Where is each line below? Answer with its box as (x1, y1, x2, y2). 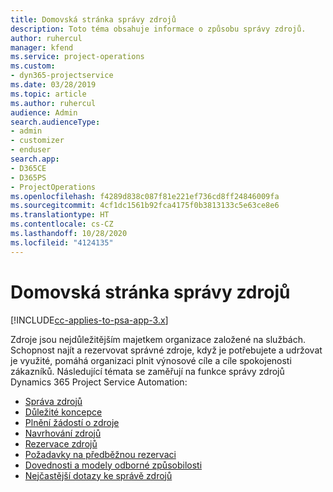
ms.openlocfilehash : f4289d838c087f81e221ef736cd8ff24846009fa (10, 191, 280, 201)
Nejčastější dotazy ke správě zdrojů (24, 469, 173, 481)
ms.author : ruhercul (10, 98, 97, 108)
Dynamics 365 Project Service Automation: (10, 376, 188, 388)
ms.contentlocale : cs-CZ (10, 219, 114, 230)
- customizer (10, 136, 65, 146)
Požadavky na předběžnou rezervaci (24, 448, 177, 460)
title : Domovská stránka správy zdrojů (10, 14, 177, 25)
